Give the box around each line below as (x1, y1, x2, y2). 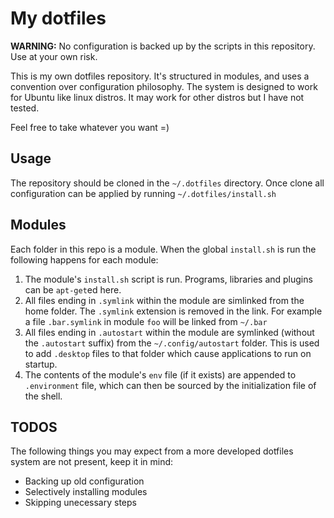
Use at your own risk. (10, 50, 98, 62)
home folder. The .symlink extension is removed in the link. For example (24, 305, 323, 317)
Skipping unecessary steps (24, 497, 137, 509)
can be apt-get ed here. (24, 283, 122, 296)
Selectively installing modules (24, 486, 148, 498)
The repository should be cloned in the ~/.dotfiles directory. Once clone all (10, 177, 325, 189)
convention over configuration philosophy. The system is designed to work (10, 80, 318, 92)
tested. (10, 102, 40, 114)
